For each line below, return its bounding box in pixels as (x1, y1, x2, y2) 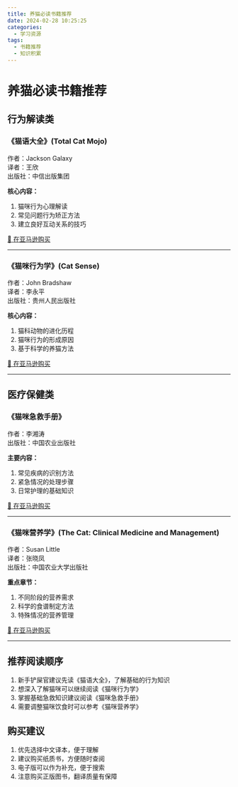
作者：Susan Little (7, 545, 60, 554)
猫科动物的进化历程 (17, 326, 74, 335)
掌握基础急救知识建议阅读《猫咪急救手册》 (17, 693, 142, 702)
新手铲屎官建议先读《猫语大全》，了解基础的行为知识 (17, 675, 170, 684)
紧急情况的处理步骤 (17, 477, 74, 486)
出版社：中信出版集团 (7, 171, 69, 180)
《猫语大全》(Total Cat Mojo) (7, 136, 108, 146)
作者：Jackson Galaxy (7, 154, 73, 162)
